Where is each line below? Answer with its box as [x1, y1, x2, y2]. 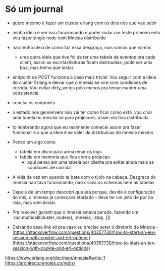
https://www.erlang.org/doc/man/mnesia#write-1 [5, 255, 106, 261]
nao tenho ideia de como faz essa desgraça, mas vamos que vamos [12, 44, 152, 50]
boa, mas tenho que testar [19, 65, 74, 70]
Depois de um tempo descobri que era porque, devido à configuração [12, 189, 155, 195]
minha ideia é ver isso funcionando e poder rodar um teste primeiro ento [12, 29, 161, 35]
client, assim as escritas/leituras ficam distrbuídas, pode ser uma [19, 59, 153, 65]
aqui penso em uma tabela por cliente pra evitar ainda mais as [27, 159, 154, 165]
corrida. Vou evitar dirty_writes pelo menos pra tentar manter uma [12, 84, 147, 90]
